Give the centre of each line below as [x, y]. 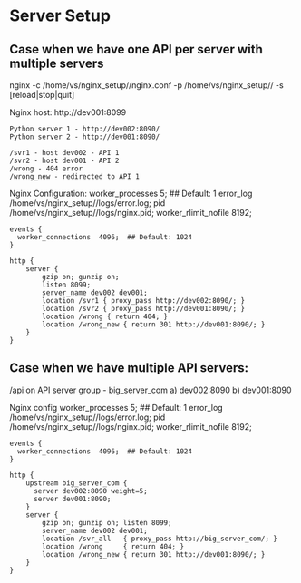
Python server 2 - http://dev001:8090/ [85, 137]
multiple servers [57, 63]
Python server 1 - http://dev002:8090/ [85, 129]
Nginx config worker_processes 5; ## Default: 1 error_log [117, 407]
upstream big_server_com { [77, 483]
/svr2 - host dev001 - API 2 [64, 160]
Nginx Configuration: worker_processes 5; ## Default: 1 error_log [131, 193]
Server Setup [60, 16]
